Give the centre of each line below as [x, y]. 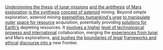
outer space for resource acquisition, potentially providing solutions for [76, 22]
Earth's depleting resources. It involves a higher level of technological [75, 27]
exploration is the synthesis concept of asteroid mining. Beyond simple [76, 12]
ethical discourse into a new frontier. [41, 43]
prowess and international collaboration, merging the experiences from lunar [81, 32]
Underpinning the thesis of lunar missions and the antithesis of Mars [73, 7]
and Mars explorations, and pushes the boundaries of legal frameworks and [81, 37]
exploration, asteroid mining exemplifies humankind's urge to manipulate [78, 17]
